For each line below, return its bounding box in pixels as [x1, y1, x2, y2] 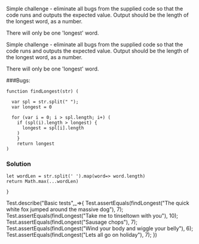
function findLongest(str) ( [6, 89, 79, 94]
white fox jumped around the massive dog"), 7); [6, 206, 124, 213]
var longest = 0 [11, 104, 52, 110]
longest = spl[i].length [22, 125, 84, 131]
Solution [6, 160, 32, 168]
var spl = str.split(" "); [11, 99, 79, 105]
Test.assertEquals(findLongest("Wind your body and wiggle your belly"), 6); [6, 225, 193, 232]
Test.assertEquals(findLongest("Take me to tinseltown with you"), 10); [6, 212, 178, 219]
